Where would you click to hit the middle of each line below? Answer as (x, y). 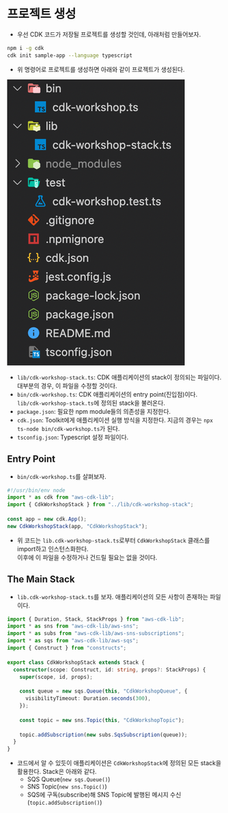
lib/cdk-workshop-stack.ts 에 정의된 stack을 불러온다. (91, 403)
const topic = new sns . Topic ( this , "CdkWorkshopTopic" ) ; (102, 720)
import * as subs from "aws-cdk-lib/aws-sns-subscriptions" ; (96, 634)
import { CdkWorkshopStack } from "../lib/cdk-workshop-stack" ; (100, 505)
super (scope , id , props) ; (56, 677)
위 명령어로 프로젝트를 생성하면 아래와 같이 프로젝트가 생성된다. (101, 69)
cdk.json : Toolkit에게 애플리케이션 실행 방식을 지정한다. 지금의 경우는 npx (115, 420)
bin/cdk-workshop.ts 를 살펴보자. (62, 476)
